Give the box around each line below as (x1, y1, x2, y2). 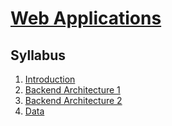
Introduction (24, 73, 76, 85)
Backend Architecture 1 (24, 84, 121, 96)
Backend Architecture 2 (24, 95, 123, 106)
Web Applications (10, 7, 162, 30)
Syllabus (10, 47, 67, 64)
